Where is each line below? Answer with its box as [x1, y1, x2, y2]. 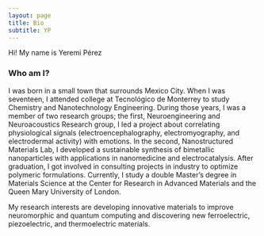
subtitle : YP [8, 26, 52, 34]
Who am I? [8, 68, 50, 79]
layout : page [8, 11, 52, 20]
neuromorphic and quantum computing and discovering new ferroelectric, [8, 211, 251, 220]
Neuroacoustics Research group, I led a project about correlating [8, 120, 220, 129]
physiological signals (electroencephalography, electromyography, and [8, 128, 240, 137]
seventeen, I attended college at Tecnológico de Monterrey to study [8, 94, 230, 104]
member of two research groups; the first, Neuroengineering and [8, 111, 220, 120]
